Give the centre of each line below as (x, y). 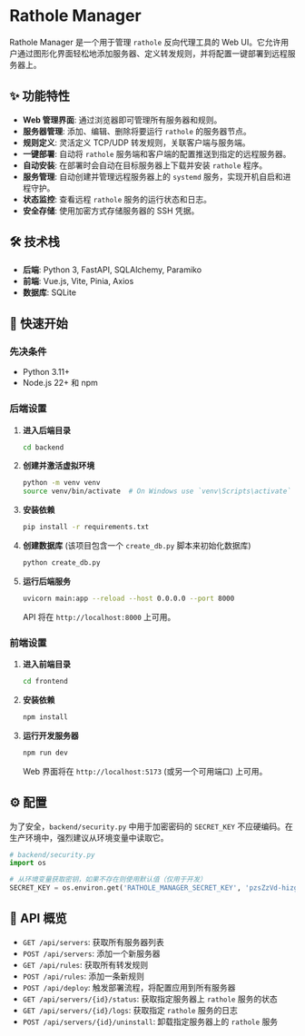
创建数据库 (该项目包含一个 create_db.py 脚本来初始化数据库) (137, 546)
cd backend (43, 447)
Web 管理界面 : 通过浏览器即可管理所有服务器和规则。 (122, 120)
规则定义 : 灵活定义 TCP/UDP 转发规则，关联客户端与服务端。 (136, 143)
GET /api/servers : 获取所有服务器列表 (93, 942)
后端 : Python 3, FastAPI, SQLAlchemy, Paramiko (112, 270)
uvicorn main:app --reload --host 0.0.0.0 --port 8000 (128, 598)
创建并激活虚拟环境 (59, 466)
